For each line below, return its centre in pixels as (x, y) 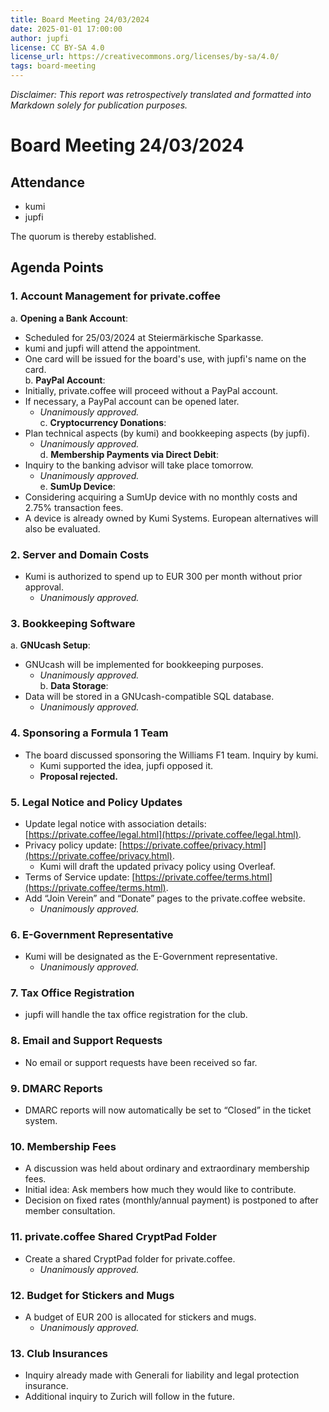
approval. (44, 587)
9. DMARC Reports (56, 1088)
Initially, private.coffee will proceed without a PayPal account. (151, 390)
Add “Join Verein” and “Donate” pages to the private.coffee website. (165, 898)
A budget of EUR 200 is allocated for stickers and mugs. (140, 1317)
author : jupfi (40, 38)
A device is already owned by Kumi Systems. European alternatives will (171, 518)
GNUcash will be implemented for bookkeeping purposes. (144, 665)
